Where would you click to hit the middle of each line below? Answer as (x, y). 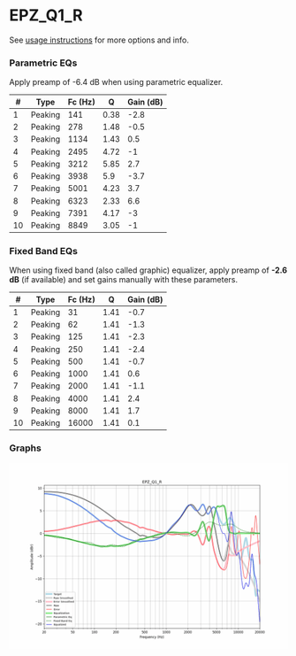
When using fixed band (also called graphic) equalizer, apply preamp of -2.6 (148, 270)
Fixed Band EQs (43, 251)
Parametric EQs (43, 63)
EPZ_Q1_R (46, 15)
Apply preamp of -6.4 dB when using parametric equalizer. (116, 82)
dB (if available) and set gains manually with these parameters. (124, 280)
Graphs (25, 448)
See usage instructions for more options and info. (99, 40)
